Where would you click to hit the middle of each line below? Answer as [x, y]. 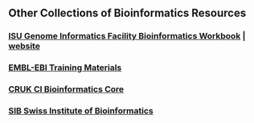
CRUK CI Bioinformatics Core [66, 89]
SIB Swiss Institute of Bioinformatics [81, 111]
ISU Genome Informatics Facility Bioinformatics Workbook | [127, 36]
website [24, 46]
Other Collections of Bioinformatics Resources [127, 13]
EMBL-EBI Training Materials [65, 68]
